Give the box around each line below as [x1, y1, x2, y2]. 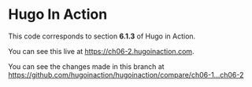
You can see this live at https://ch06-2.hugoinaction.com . [8, 46, 195, 56]
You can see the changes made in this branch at [8, 61, 165, 71]
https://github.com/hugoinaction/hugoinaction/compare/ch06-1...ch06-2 [8, 70, 244, 79]
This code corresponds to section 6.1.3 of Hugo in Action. [8, 31, 196, 41]
